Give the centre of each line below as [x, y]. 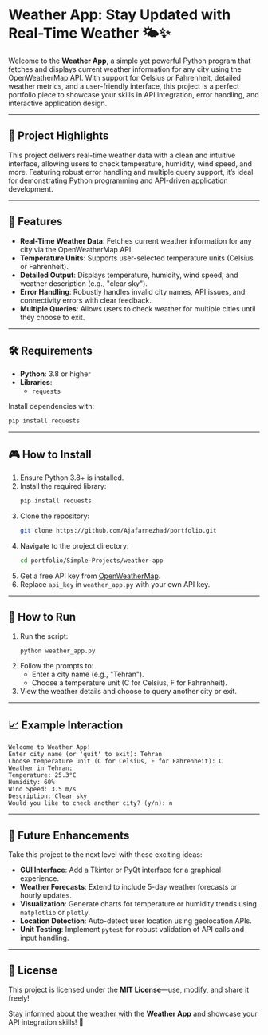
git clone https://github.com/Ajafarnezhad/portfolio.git [118, 530]
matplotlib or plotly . [55, 912]
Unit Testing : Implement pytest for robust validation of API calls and [132, 929]
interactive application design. [58, 103]
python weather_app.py [57, 651]
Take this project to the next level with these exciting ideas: [105, 855]
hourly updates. [45, 895]
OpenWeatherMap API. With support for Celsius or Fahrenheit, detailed [125, 77]
